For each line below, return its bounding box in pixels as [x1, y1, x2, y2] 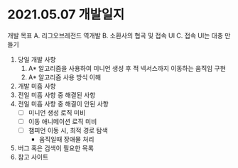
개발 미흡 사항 [17, 82, 56, 90]
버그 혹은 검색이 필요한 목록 [17, 144, 94, 152]
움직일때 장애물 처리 [38, 135, 94, 144]
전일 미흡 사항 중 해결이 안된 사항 [17, 99, 109, 108]
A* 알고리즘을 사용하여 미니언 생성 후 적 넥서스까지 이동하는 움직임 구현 [28, 64, 226, 72]
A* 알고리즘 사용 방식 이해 [28, 72, 102, 82]
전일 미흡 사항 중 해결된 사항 [17, 90, 96, 99]
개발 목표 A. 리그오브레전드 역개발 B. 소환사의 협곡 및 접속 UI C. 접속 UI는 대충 [7, 31, 224, 40]
